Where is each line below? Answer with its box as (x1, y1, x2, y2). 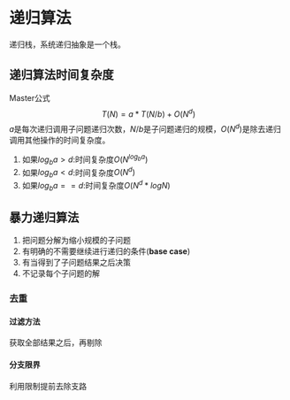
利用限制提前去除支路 (9, 381, 87, 391)
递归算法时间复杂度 (9, 67, 114, 82)
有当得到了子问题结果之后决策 (21, 258, 131, 268)
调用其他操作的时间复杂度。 (9, 135, 111, 146)
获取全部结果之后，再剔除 (9, 337, 103, 348)
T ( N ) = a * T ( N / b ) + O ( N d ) (101, 107, 196, 119)
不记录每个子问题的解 (21, 268, 100, 279)
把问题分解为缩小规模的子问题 (21, 235, 131, 246)
